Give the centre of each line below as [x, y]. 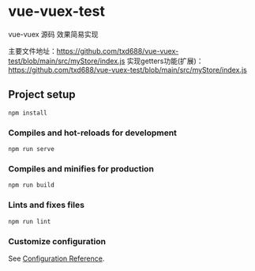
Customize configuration [57, 241]
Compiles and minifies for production [81, 168]
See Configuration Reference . [56, 258]
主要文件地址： [32, 51]
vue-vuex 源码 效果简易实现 [53, 34]
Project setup [42, 94]
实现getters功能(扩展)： [165, 61]
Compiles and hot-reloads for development [93, 133]
